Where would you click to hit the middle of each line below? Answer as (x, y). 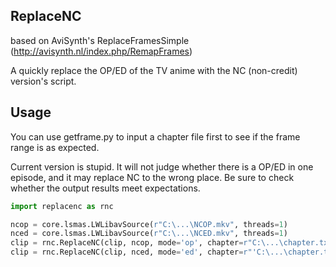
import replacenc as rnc (62, 206)
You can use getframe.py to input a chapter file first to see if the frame (155, 136)
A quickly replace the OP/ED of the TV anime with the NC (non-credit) (154, 70)
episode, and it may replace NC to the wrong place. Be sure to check (152, 177)
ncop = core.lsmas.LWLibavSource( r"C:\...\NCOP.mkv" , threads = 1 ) (149, 224)
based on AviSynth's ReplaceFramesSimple (100, 40)
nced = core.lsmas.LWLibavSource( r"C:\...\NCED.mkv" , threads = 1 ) (149, 234)
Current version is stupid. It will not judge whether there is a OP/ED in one (162, 166)
